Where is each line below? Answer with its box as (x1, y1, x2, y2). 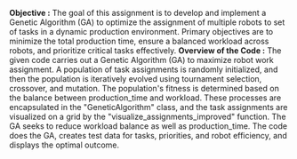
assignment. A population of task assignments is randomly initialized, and (9, 64, 278, 75)
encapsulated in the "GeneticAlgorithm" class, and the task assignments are (9, 102, 288, 112)
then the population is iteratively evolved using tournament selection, (9, 74, 262, 83)
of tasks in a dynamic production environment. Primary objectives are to (9, 27, 274, 36)
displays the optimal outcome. (9, 139, 120, 150)
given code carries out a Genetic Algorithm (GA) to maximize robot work (9, 55, 274, 65)
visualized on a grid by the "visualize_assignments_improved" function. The (9, 111, 286, 122)
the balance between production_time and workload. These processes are (9, 92, 282, 103)
